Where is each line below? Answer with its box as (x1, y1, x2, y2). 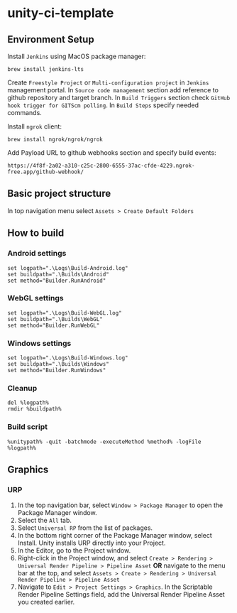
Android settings (7, 249, 67, 259)
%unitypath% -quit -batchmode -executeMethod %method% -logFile (7, 438, 202, 445)
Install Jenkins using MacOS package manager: (7, 52, 146, 60)
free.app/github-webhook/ (7, 168, 84, 175)
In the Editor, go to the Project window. (17, 546, 131, 555)
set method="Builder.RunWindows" (7, 367, 106, 374)
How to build (7, 227, 65, 239)
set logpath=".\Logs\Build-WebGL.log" (7, 309, 122, 317)
